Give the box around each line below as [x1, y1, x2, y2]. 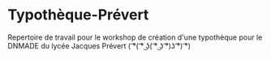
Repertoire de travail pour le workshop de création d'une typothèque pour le [7, 32, 263, 42]
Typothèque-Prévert [7, 6, 149, 24]
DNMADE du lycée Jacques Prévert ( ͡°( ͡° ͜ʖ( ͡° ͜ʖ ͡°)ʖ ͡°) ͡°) [7, 40, 191, 50]
